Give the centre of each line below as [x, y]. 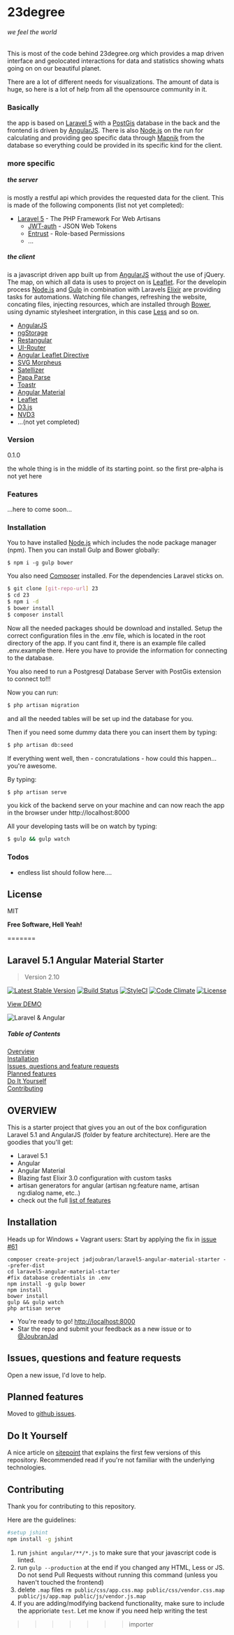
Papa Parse [34, 377]
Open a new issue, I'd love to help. [57, 1375]
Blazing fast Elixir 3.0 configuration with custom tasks [95, 1178]
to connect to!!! [29, 678]
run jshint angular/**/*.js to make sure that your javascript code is [117, 1552]
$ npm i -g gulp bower [40, 563]
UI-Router [31, 348]
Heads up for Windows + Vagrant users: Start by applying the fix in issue [112, 1239]
